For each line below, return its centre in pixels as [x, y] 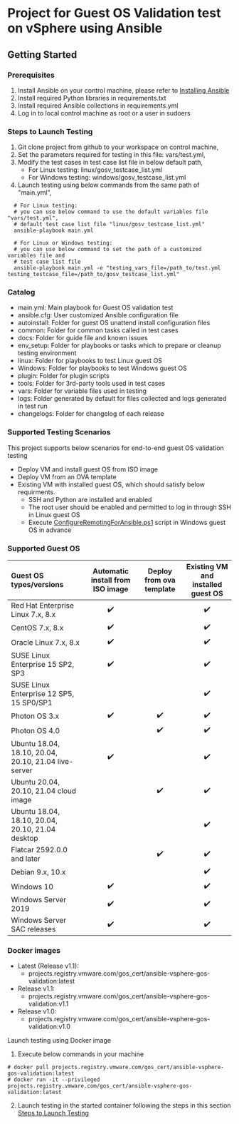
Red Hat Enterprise [43, 606]
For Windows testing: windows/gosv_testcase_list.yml [107, 178]
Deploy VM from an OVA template [67, 476]
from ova [160, 581]
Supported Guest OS [44, 548]
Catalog [21, 292]
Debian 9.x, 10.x [38, 872]
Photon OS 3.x [35, 716]
